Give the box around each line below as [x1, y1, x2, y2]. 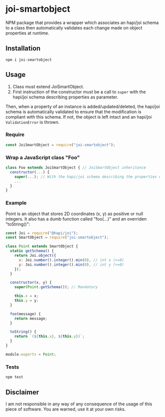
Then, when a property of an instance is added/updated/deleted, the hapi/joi [5, 103, 160, 109]
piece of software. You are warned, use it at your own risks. [5, 406, 126, 412]
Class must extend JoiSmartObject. [12, 83, 84, 89]
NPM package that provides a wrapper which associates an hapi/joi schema [5, 20, 159, 25]
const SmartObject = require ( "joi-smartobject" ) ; [5, 235, 109, 240]
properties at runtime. [5, 30, 49, 36]
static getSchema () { [10, 248, 54, 253]
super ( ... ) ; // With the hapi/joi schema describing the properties [14, 174, 157, 179]
